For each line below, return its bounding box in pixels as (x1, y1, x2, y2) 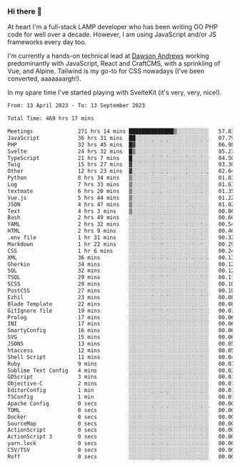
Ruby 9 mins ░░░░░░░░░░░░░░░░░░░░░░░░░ (7, 360, 209, 367)
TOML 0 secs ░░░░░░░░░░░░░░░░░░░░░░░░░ (7, 406, 209, 413)
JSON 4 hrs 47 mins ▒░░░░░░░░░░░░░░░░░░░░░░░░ (7, 201, 209, 208)
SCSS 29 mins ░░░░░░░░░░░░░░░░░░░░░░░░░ (7, 281, 209, 288)
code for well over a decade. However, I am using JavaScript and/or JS (7, 30, 216, 39)
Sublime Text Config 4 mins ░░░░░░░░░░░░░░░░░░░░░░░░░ (7, 367, 209, 374)
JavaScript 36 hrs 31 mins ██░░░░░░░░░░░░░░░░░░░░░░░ (7, 134, 209, 141)
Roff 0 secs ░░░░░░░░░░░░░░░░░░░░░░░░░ (7, 453, 209, 460)
